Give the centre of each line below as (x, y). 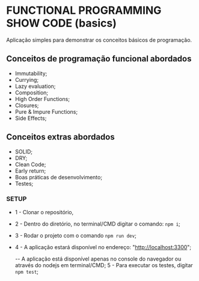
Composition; (32, 92)
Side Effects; (31, 118)
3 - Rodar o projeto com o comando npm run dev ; (75, 235)
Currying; (27, 79)
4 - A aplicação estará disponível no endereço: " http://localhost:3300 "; (103, 247)
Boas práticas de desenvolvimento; (59, 177)
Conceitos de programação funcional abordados (99, 59)
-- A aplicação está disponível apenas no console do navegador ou (98, 259)
